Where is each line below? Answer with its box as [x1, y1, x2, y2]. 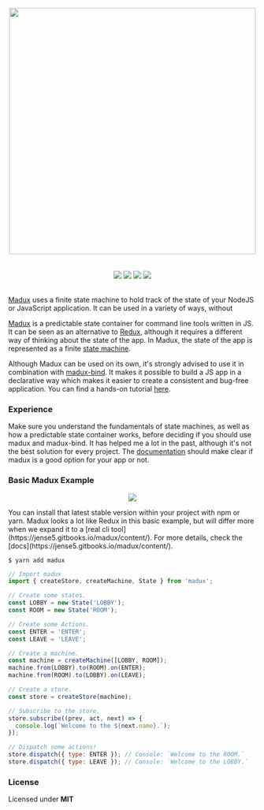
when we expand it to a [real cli [8, 524, 110, 533]
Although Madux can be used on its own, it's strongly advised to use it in [8, 359, 244, 368]
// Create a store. [8, 686, 73, 693]
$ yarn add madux [8, 556, 65, 564]
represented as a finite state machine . [8, 344, 132, 353]
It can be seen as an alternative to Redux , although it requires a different [8, 327, 243, 336]
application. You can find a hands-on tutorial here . [8, 385, 171, 393]
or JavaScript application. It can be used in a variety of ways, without [8, 303, 233, 313]
